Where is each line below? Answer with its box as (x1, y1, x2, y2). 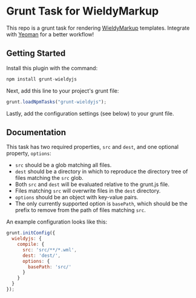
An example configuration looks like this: (6, 218, 108, 225)
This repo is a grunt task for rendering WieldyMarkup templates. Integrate (6, 24, 190, 31)
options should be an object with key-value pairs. (15, 194, 139, 201)
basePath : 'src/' (28, 263, 71, 270)
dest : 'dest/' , (22, 253, 61, 259)
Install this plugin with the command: (6, 64, 98, 71)
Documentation (6, 127, 67, 137)
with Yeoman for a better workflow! (6, 30, 94, 38)
